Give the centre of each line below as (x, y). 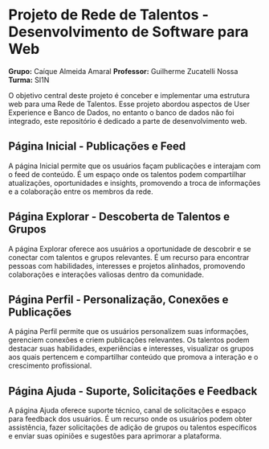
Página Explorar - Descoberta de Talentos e (119, 217)
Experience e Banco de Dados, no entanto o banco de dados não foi (121, 112)
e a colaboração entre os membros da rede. (81, 192)
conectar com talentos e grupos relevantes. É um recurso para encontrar (129, 257)
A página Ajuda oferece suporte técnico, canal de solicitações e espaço (127, 410)
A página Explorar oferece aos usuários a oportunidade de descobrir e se (130, 249)
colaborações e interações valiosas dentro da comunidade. (106, 274)
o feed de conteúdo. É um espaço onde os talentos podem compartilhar (127, 174)
